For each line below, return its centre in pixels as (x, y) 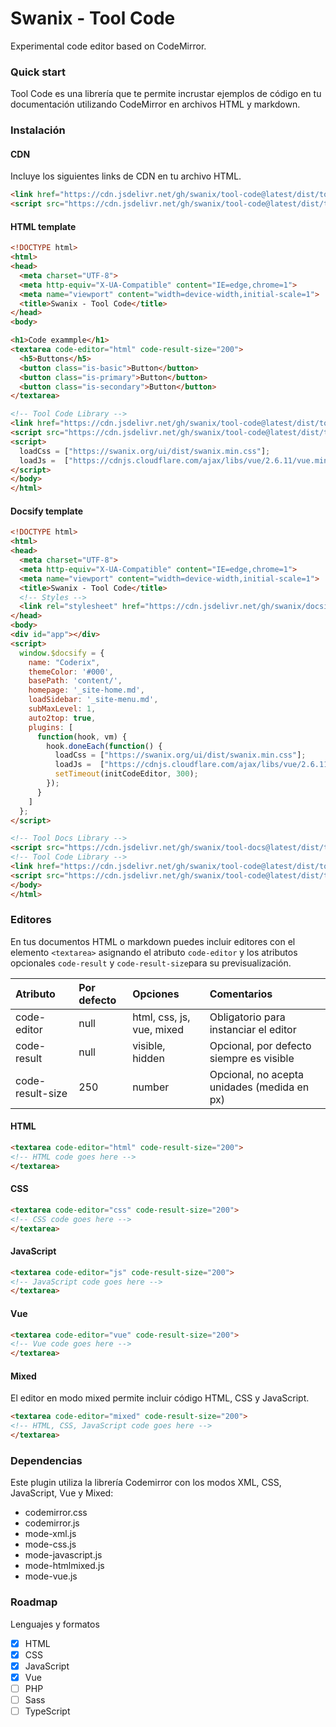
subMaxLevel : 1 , (62, 709)
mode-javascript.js (63, 1555)
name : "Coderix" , (64, 662)
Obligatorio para (247, 1017)
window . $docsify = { (62, 653)
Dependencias (46, 1460)
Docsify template (47, 511)
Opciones (156, 994)
